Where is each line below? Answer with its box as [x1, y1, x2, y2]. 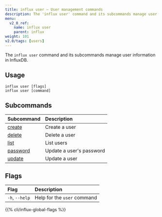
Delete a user [45, 132, 76, 139]
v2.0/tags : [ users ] [5, 39, 45, 44]
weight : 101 [5, 34, 29, 39]
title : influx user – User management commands [5, 7, 103, 12]
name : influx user [14, 25, 51, 30]
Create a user [45, 124, 76, 131]
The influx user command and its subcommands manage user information [5, 52, 156, 58]
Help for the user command [34, 194, 97, 201]
